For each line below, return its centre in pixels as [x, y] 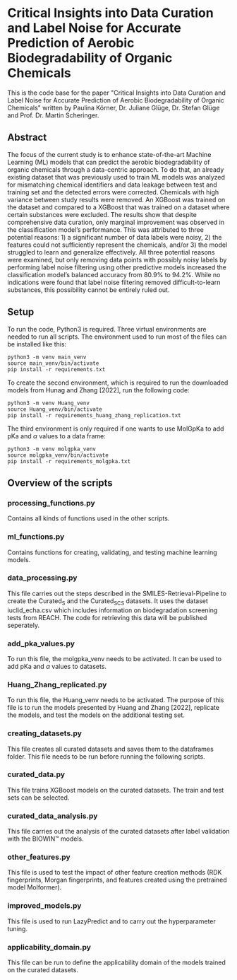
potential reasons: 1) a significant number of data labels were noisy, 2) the [115, 237]
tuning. [18, 928]
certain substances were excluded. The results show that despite [102, 214]
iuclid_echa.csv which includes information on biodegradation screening [113, 610]
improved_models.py [44, 906]
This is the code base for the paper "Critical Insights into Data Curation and [116, 93]
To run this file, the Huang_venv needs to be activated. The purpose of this [116, 700]
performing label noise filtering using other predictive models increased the [117, 267]
